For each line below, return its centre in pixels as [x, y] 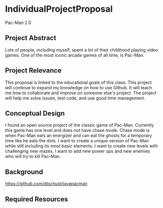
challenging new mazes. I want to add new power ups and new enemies [78, 151]
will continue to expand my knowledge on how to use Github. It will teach [79, 87]
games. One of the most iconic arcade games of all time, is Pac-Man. [75, 55]
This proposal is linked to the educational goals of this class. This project [78, 82]
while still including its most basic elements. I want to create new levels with [81, 146]
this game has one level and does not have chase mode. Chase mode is [77, 130]
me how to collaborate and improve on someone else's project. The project [81, 93]
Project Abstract [31, 38]
